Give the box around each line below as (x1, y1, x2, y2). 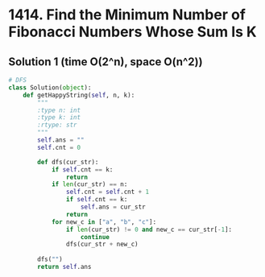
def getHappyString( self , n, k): (23, 91, 135, 99)
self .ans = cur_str (80, 203, 147, 211)
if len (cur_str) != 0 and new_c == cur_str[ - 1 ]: (65, 225, 233, 234)
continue (80, 233, 110, 241)
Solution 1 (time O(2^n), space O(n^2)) (8, 55, 203, 68)
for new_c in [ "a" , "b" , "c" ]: (51, 217, 157, 226)
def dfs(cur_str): (37, 158, 99, 166)
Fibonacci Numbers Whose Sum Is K (8, 23, 257, 41)
